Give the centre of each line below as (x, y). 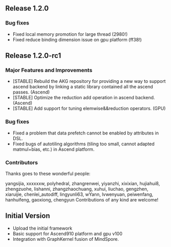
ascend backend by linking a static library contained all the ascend (83, 87)
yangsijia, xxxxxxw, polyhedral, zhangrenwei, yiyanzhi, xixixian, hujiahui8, (83, 183)
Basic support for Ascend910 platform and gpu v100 (67, 233)
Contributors (22, 162)
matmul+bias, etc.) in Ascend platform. (54, 149)
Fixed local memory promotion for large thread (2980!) (70, 34)
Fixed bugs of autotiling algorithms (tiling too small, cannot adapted (83, 144)
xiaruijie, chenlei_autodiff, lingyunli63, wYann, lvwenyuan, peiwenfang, (79, 194)
